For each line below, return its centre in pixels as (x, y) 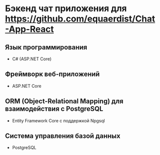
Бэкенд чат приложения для (66, 9)
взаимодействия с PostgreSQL (54, 109)
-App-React (30, 29)
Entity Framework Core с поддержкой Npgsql (58, 120)
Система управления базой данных (63, 136)
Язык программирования (46, 47)
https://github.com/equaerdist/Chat (80, 19)
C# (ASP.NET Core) (32, 59)
